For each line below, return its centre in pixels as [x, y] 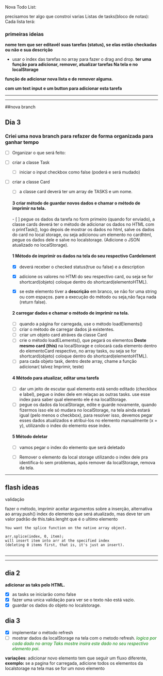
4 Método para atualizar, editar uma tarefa [56, 378]
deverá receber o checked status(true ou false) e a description [82, 267]
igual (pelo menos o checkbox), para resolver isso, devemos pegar [86, 415]
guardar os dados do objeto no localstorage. [56, 605]
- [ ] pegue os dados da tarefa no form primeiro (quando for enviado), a [83, 219]
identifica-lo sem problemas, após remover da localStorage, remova [87, 463]
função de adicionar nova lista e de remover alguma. [59, 79]
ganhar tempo [22, 142]
